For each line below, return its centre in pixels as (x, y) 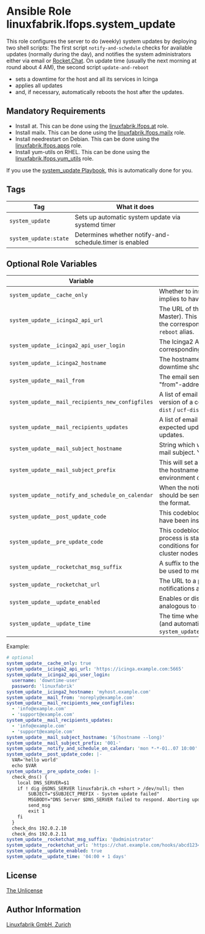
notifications (177, 589)
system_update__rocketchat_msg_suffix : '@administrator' (80, 840)
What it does (135, 207)
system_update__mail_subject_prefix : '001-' (64, 743)
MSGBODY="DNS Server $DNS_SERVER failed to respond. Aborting (109, 800)
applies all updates (39, 85)
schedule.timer (96, 242)
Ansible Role (39, 11)
